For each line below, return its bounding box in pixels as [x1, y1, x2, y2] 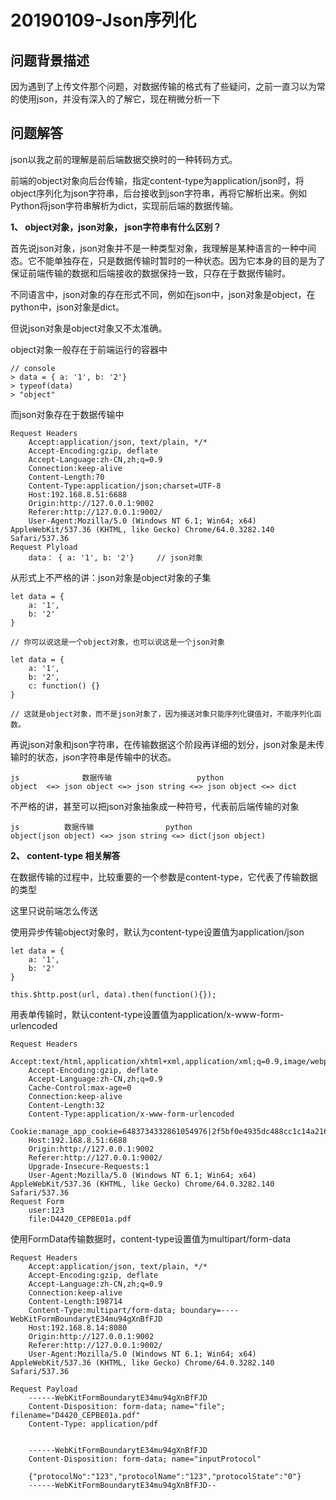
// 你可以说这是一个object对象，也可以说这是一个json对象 [10, 637, 225, 647]
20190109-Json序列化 [10, 9, 197, 32]
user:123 [28, 1205, 65, 1215]
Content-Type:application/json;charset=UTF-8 [28, 481, 222, 491]
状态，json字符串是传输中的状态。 [36, 751, 177, 763]
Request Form [10, 1196, 65, 1206]
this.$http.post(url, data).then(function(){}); [10, 989, 217, 1000]
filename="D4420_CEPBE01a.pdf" [10, 1410, 141, 1420]
